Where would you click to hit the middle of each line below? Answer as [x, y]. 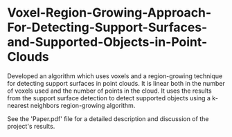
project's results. [31, 126]
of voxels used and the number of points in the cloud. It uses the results [110, 91]
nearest [18, 105]
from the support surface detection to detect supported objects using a [109, 98]
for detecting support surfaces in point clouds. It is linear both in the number [116, 83]
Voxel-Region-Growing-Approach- [109, 13]
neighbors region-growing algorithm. [83, 105]
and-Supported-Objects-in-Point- [107, 42]
